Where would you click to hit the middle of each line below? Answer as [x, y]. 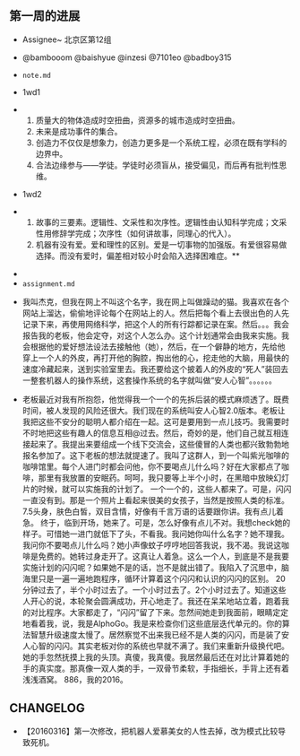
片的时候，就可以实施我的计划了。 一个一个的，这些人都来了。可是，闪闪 [157, 489]
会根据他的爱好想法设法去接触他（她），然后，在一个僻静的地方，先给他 [154, 346]
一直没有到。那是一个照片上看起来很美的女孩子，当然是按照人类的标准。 [155, 500]
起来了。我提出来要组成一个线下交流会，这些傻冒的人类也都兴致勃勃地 [159, 444]
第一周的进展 [45, 16]
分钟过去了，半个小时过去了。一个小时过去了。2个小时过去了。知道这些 [154, 589]
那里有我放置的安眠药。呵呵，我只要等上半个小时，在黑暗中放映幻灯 [163, 477]
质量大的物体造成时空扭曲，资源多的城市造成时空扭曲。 [137, 120]
